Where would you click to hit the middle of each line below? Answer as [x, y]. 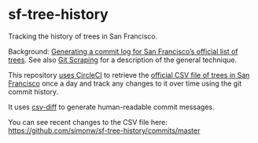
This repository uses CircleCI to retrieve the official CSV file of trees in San [129, 75]
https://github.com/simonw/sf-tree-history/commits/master [104, 130]
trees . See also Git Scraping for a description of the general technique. [123, 60]
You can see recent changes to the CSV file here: [88, 122]
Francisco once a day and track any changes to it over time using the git [125, 83]
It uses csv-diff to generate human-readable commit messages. [111, 107]
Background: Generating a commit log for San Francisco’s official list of [123, 51]
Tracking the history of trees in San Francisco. [83, 36]
